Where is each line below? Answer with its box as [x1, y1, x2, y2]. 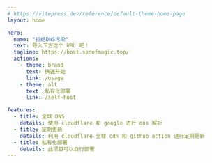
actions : [13, 55, 39, 63]
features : [7, 107, 36, 114]
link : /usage [25, 75, 64, 81]
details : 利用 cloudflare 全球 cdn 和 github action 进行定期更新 [20, 132, 205, 139]
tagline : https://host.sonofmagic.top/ [13, 49, 130, 56]
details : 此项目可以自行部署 [20, 146, 96, 153]
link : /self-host [25, 94, 77, 101]
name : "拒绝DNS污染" [13, 36, 69, 42]
